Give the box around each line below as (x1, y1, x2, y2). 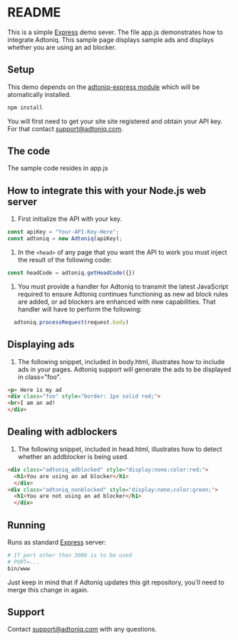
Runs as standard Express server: (7, 537, 106, 546)
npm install (7, 104, 43, 111)
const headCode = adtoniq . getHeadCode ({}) (7, 269, 135, 277)
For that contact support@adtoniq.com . (7, 124, 123, 133)
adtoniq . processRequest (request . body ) (14, 319, 130, 326)
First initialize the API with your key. (17, 215, 123, 223)
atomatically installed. (7, 90, 71, 98)
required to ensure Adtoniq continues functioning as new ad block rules (17, 289, 229, 298)
